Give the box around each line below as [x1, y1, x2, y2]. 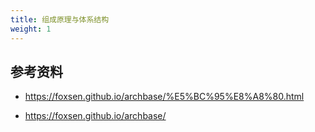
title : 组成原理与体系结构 [10, 14, 110, 25]
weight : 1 [10, 24, 52, 34]
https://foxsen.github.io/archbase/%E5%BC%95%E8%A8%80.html [24, 91, 305, 103]
